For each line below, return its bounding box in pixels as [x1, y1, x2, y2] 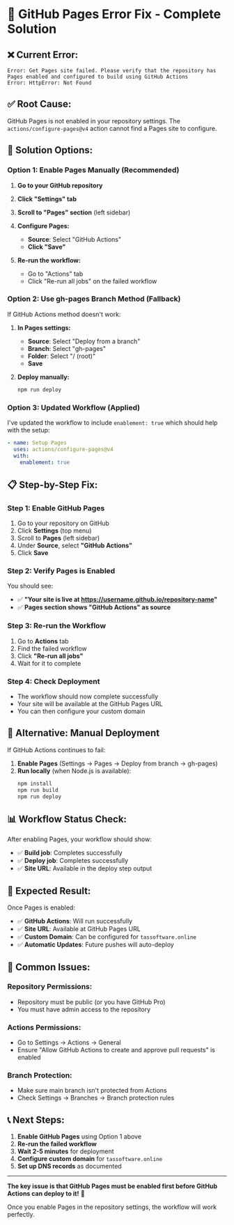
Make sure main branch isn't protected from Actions [17, 1086, 167, 1095]
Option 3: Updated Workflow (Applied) [7, 403, 141, 412]
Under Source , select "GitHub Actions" [17, 541, 132, 549]
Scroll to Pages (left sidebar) [17, 534, 100, 543]
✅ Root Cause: [7, 98, 72, 110]
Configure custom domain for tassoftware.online [17, 1155, 162, 1163]
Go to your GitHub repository [17, 181, 103, 189]
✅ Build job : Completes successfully [17, 849, 123, 857]
